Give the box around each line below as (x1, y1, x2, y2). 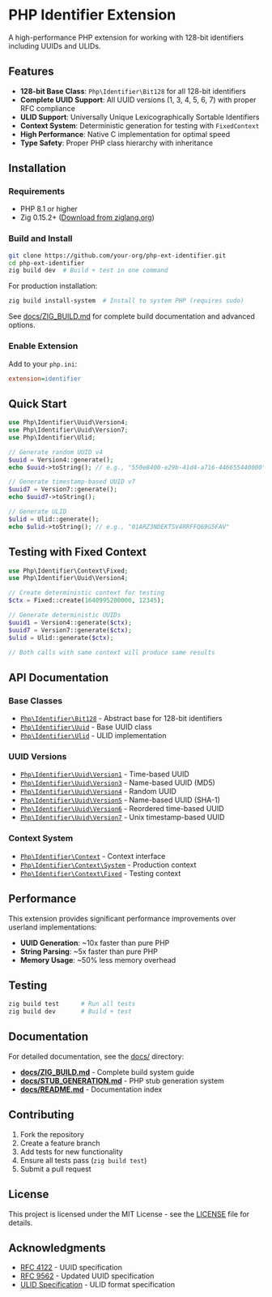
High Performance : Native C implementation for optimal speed (19, 129, 231, 139)
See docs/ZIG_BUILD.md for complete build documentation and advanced (8, 311, 255, 321)
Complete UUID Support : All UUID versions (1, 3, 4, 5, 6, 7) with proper (19, 95, 257, 105)
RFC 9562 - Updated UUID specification (19, 1271, 155, 1281)
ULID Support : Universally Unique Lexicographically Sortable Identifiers (19, 112, 260, 122)
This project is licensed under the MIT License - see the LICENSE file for (8, 1209, 249, 1218)
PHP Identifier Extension (8, 6, 176, 24)
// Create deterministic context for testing (8, 589, 164, 597)
